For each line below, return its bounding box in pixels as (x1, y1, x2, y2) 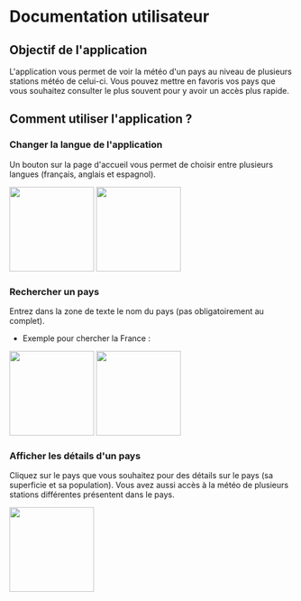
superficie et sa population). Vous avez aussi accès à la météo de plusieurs (9, 480, 289, 491)
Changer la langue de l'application (9, 138, 163, 151)
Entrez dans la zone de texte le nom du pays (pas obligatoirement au (9, 305, 264, 317)
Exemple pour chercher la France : (22, 332, 151, 344)
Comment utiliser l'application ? (9, 111, 193, 127)
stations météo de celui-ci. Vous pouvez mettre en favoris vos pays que (9, 76, 277, 87)
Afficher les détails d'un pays (9, 449, 141, 462)
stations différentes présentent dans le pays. (9, 489, 175, 500)
